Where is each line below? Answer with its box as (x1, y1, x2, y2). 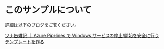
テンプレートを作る (5, 38, 45, 45)
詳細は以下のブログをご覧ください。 (5, 22, 79, 28)
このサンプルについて (5, 4, 92, 16)
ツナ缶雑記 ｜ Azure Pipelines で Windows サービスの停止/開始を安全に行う (5, 32, 160, 38)
